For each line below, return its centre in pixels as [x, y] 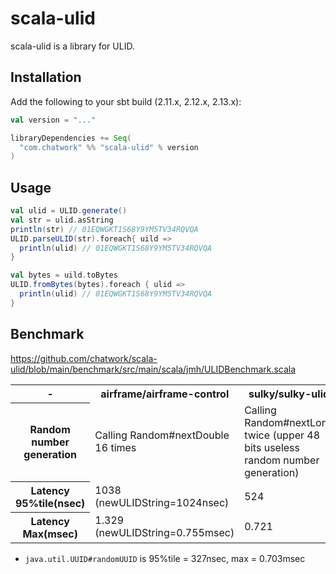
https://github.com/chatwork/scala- [84, 358]
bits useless [272, 448]
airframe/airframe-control [165, 394]
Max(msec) [50, 534]
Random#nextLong [289, 423]
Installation [46, 77]
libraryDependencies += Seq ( [71, 138]
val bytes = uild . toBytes [64, 275]
